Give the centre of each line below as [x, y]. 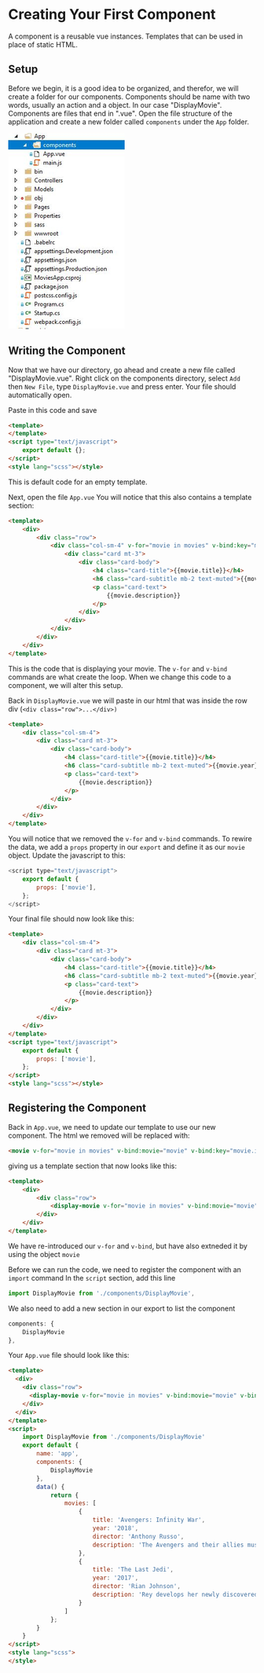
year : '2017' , [115, 1578]
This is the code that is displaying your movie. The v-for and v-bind [118, 668]
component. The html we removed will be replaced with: [99, 1135]
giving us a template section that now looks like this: [92, 1166]
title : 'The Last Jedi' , [133, 1570]
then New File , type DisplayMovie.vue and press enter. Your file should [122, 386]
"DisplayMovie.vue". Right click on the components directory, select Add [125, 378]
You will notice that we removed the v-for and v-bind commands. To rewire [130, 839]
